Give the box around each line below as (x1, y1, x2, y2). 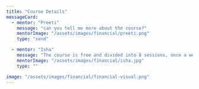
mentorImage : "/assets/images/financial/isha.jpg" (17, 57, 145, 64)
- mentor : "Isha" (11, 47, 54, 53)
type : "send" (17, 36, 49, 42)
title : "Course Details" (6, 8, 68, 15)
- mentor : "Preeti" (11, 19, 60, 25)
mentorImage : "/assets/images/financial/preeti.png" (17, 31, 150, 37)
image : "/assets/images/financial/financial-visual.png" (6, 74, 150, 80)
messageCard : (6, 14, 38, 20)
